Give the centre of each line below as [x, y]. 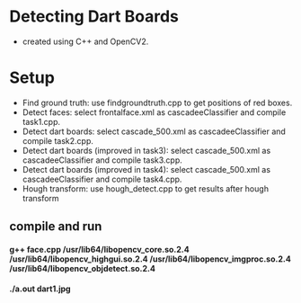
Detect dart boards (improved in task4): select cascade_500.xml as [146, 169]
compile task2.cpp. [58, 140]
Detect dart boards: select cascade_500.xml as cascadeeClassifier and [154, 131]
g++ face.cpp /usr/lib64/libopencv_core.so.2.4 [100, 249]
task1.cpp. [41, 121]
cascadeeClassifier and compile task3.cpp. [102, 160]
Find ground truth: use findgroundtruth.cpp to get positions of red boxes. [157, 102]
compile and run [56, 227]
